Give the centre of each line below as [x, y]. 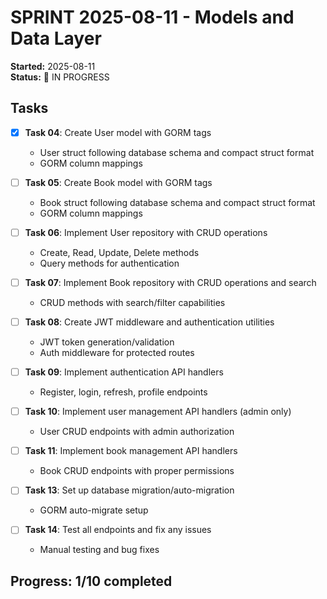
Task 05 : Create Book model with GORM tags [118, 182]
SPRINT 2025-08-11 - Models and [152, 17]
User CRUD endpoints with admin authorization [137, 432]
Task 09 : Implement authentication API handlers [124, 372]
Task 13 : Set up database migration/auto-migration [129, 490]
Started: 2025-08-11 [53, 66]
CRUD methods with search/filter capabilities [132, 302]
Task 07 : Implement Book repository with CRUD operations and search [170, 282]
